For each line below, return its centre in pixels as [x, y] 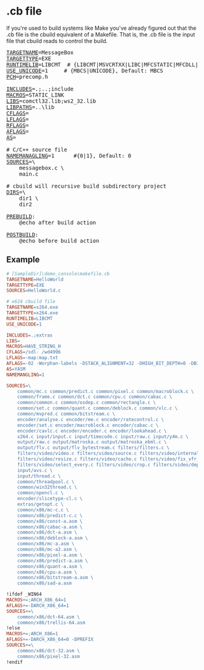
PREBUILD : [21, 216]
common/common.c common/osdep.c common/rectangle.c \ [87, 403]
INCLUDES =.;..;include [40, 89]
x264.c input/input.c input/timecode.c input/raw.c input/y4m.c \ [103, 436]
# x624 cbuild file [31, 302]
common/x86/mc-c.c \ [43, 510]
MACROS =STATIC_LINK [35, 95]
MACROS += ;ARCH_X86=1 [32, 634]
